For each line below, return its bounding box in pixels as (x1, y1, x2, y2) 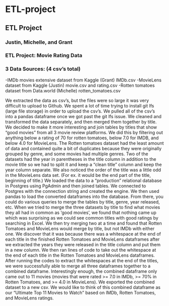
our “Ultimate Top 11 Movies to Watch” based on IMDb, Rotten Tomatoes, (5, 289, 156, 295)
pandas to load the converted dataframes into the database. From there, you (5, 193, 163, 199)
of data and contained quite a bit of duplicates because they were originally (5, 145, 162, 151)
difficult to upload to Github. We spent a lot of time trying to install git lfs (5, 103, 154, 109)
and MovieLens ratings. (5, 295, 54, 301)
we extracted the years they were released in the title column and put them (5, 241, 161, 247)
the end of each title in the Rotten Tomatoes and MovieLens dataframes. (5, 252, 155, 258)
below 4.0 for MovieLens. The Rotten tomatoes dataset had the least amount (5, 140, 164, 146)
